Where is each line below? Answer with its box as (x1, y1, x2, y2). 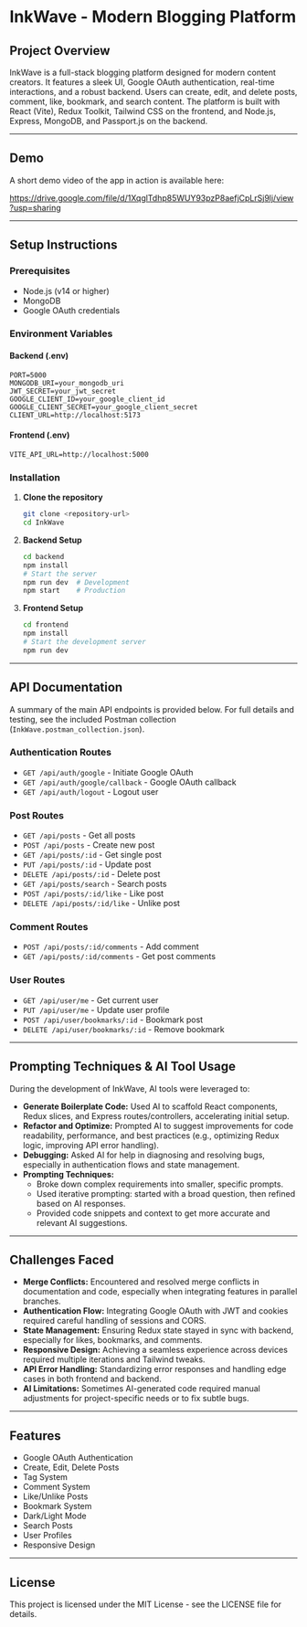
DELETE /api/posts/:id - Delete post (22, 869, 161, 880)
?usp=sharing (9, 202, 61, 213)
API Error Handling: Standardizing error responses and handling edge (22, 1364, 287, 1375)
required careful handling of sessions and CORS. (22, 1315, 207, 1326)
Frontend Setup (22, 603, 84, 614)
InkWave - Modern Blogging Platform (9, 6, 297, 27)
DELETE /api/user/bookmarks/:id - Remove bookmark (22, 1023, 226, 1034)
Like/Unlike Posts (22, 1491, 89, 1502)
